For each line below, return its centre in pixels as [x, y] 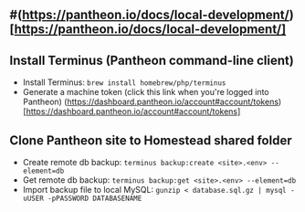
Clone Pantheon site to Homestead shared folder [151, 140]
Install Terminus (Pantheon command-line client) [152, 60]
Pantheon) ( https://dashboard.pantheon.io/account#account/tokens [151, 102]
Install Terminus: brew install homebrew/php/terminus [124, 82]
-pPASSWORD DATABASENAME [95, 199]
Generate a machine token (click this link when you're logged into [146, 92]
